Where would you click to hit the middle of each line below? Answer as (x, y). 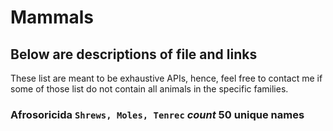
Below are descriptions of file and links (134, 54)
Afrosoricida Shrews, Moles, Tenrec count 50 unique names (157, 114)
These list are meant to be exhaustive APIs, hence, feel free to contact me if (166, 78)
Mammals (52, 17)
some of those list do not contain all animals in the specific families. (149, 89)
